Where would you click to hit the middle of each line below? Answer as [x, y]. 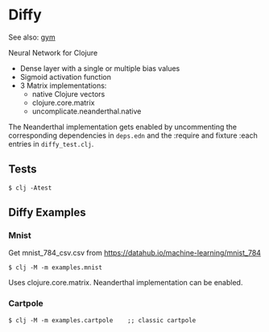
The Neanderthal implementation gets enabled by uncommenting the [123, 127]
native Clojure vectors [68, 93]
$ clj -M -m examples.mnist [56, 268]
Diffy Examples [47, 212]
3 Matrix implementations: [63, 85]
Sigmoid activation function [65, 77]
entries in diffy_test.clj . [51, 143]
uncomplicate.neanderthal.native [87, 111]
